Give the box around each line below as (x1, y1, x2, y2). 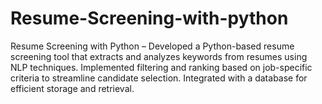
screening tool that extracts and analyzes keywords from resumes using (10, 50, 308, 62)
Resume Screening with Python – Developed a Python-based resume (10, 40, 295, 52)
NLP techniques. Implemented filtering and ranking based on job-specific (10, 61, 313, 73)
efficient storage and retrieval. (10, 82, 135, 94)
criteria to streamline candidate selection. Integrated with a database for (10, 72, 308, 84)
